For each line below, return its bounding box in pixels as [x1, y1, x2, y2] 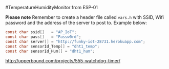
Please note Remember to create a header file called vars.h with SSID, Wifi [5, 14, 164, 20]
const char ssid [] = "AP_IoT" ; [5, 30, 77, 35]
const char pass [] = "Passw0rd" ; [5, 34, 81, 39]
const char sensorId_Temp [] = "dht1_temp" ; [5, 43, 100, 49]
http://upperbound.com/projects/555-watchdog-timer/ [5, 58, 121, 64]
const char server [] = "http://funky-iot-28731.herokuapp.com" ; [5, 39, 145, 44]
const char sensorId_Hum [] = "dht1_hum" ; [5, 49, 95, 54]
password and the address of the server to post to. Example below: [5, 20, 147, 26]
